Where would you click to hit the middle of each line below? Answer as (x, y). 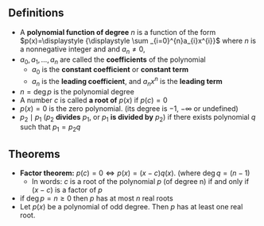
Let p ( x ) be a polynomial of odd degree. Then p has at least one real (131, 207)
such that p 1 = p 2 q (50, 128)
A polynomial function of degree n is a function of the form (118, 32)
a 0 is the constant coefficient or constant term (110, 71)
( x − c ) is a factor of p (67, 190)
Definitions (36, 13)
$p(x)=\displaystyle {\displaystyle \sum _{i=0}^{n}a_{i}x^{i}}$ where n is (138, 40)
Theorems (34, 154)
